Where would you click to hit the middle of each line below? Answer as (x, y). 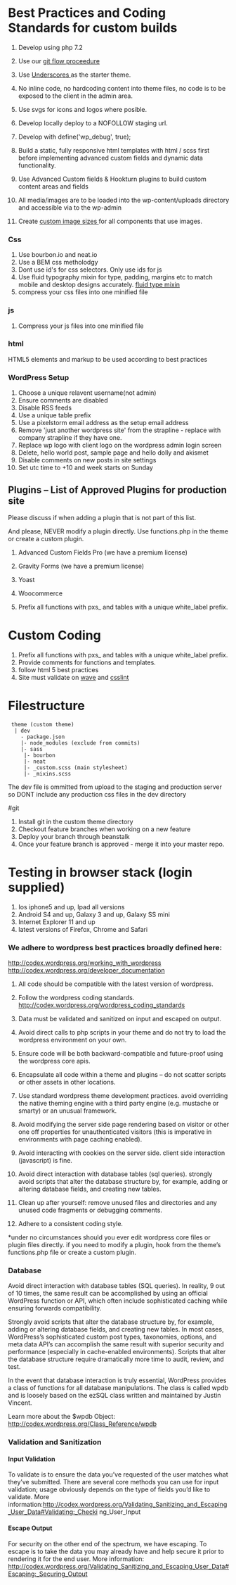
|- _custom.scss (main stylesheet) (76, 768)
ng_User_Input (120, 1512)
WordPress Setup (39, 377)
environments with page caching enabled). (80, 1139)
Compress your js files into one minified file (81, 326)
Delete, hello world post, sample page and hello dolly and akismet (113, 453)
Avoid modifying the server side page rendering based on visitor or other (124, 1125)
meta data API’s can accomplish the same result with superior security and (116, 1344)
